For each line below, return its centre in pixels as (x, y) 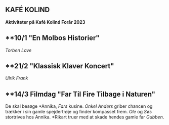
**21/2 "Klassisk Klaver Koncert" (60, 66)
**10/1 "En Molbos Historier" (52, 38)
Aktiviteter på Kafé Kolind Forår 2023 (45, 22)
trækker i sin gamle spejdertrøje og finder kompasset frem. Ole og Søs (79, 112)
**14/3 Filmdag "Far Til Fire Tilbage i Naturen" (80, 94)
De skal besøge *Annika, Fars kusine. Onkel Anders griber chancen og (79, 106)
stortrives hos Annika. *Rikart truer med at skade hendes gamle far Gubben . (85, 117)
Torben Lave (18, 50)
